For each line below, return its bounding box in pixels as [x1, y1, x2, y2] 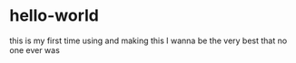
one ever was [9, 44, 61, 55]
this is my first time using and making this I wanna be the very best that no [9, 35, 288, 46]
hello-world [9, 5, 100, 26]
